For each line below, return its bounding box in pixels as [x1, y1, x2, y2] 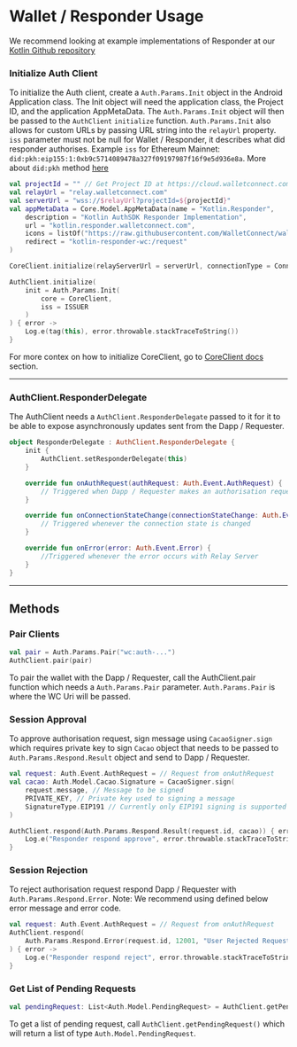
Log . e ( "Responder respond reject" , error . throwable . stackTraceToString [25, 953, 294, 962]
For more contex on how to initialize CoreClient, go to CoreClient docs [9, 351, 263, 362]
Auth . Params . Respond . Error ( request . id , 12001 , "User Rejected [25, 937, 259, 946]
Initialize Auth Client [9, 66, 99, 79]
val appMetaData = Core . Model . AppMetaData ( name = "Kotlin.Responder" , [9, 204, 275, 214]
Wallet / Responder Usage [9, 6, 204, 27]
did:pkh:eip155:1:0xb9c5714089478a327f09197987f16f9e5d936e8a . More [9, 153, 267, 164]
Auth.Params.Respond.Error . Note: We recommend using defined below [9, 894, 269, 904]
